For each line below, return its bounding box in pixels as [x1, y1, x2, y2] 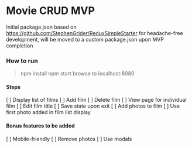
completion [6, 42, 33, 49]
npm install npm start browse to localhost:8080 [20, 70, 135, 77]
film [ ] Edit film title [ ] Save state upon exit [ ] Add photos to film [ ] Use [6, 102, 180, 109]
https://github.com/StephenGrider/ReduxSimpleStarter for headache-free [6, 29, 183, 36]
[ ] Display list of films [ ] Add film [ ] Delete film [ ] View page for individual [6, 97, 187, 104]
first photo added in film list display [6, 109, 91, 116]
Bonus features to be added [6, 122, 75, 129]
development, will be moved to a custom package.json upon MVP [6, 36, 164, 43]
